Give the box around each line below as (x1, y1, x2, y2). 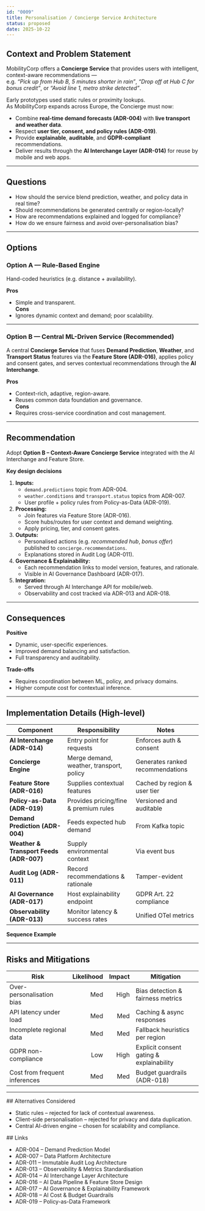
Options (6, 243, 38, 253)
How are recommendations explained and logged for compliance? (15, 212, 181, 220)
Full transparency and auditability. (15, 654, 101, 661)
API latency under (9, 1008, 60, 1017)
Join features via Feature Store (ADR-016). (24, 511, 131, 519)
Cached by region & (135, 779, 192, 788)
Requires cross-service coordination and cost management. (15, 409, 167, 417)
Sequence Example (6, 931, 57, 938)
